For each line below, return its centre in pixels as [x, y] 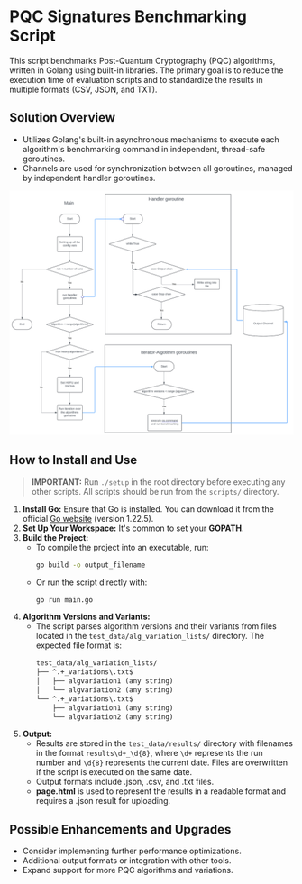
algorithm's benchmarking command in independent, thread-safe [144, 149]
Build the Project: [55, 537]
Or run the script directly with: [92, 582]
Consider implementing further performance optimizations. [132, 851]
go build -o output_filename [91, 565]
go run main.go [64, 600]
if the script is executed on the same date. [114, 772]
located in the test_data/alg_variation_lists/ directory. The [150, 636]
